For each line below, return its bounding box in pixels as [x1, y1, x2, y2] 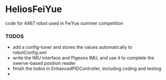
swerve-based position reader [12, 60, 76, 66]
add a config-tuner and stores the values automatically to [12, 44, 133, 50]
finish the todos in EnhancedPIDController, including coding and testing [12, 65, 161, 71]
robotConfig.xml [12, 49, 47, 56]
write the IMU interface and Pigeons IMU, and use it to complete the [12, 55, 154, 61]
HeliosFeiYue [5, 4, 62, 15]
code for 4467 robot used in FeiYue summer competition [5, 20, 124, 26]
